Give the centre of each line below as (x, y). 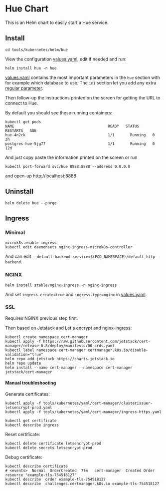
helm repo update (23, 363)
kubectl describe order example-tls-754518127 (56, 480)
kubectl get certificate (31, 421)
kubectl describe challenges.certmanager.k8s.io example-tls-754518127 (82, 484)
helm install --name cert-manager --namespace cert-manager (69, 368)
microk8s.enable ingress (31, 243)
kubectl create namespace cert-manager (47, 337)
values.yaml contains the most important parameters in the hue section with (83, 77)
